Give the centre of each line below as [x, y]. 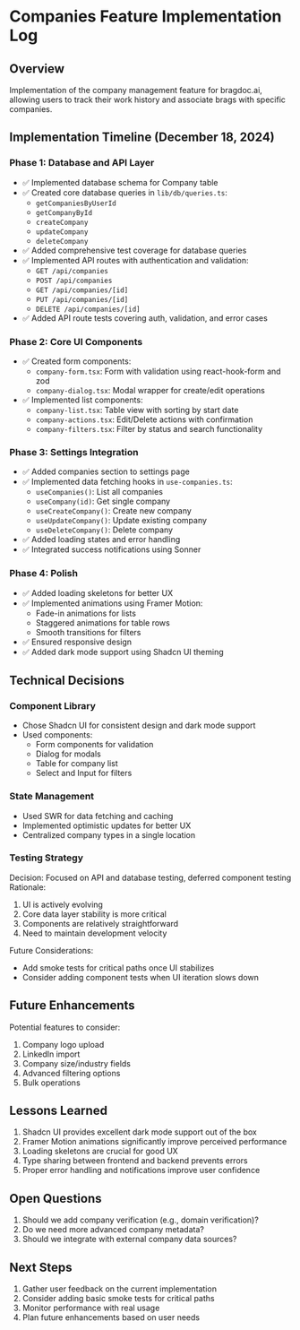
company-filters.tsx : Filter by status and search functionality [149, 428]
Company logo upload [63, 1044]
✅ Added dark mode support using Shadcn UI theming [123, 652]
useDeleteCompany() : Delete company [104, 530]
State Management [52, 797]
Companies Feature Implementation [146, 17]
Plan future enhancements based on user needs [111, 1317]
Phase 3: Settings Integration [74, 452]
